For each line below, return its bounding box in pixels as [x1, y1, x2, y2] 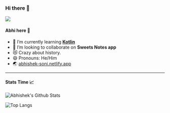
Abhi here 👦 [5, 27, 30, 33]
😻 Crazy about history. [12, 49, 61, 55]
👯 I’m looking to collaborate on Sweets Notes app [12, 44, 116, 50]
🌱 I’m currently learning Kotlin [12, 39, 75, 45]
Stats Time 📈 [5, 79, 34, 85]
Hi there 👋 [5, 5, 30, 12]
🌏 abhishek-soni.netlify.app [12, 60, 72, 66]
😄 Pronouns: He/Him [12, 55, 57, 61]
